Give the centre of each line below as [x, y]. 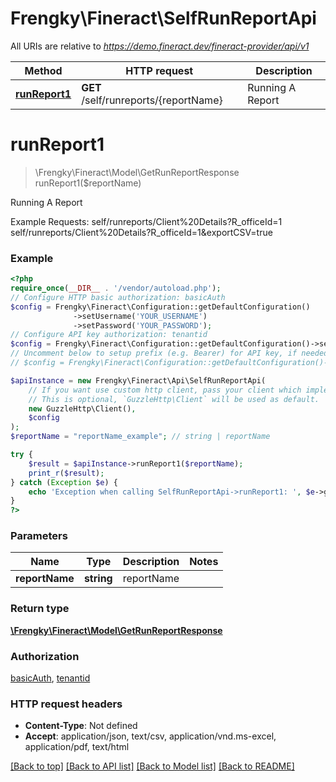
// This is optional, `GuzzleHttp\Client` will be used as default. [174, 399]
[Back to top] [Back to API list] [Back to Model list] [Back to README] [152, 766]
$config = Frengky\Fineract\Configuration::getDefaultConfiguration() [160, 307]
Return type [40, 609]
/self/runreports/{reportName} [152, 100]
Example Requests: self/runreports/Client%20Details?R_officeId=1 [146, 221]
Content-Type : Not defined [81, 726]
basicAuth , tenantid [50, 678]
